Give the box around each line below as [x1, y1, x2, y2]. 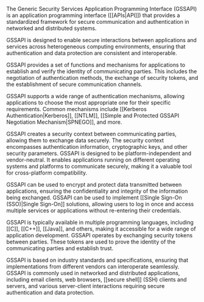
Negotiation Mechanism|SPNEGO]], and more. [6, 118, 122, 126]
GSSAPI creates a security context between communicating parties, [6, 131, 177, 137]
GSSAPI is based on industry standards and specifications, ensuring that [6, 256, 189, 264]
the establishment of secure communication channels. [6, 81, 142, 88]
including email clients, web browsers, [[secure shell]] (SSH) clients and [6, 276, 187, 283]
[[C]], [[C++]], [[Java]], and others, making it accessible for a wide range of [6, 225, 196, 232]
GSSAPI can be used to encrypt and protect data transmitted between [6, 181, 182, 188]
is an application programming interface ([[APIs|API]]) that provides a [6, 12, 180, 19]
